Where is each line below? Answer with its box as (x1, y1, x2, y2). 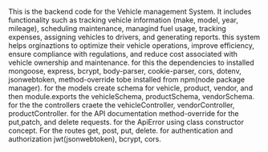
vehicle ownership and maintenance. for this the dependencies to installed (8, 58, 254, 67)
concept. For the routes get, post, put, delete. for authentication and (8, 126, 233, 135)
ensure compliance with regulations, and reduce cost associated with (8, 50, 238, 58)
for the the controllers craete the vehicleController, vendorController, (8, 100, 235, 110)
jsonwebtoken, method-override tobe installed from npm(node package (8, 75, 246, 84)
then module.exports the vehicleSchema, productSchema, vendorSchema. (8, 92, 255, 101)
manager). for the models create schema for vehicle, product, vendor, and (8, 83, 254, 93)
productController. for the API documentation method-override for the (8, 109, 239, 118)
